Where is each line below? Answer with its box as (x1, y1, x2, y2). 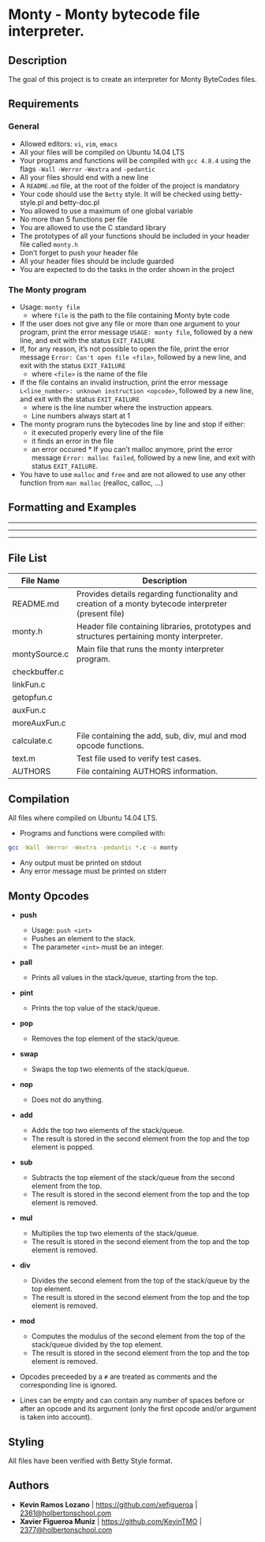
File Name (21, 575, 61, 586)
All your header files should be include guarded (19, 256, 174, 266)
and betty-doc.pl (45, 197, 100, 207)
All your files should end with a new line (19, 172, 149, 182)
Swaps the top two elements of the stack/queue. (31, 1064, 190, 1074)
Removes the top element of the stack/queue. (31, 1034, 180, 1044)
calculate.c (12, 735, 53, 746)
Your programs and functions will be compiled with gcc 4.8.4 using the (19, 155, 251, 165)
